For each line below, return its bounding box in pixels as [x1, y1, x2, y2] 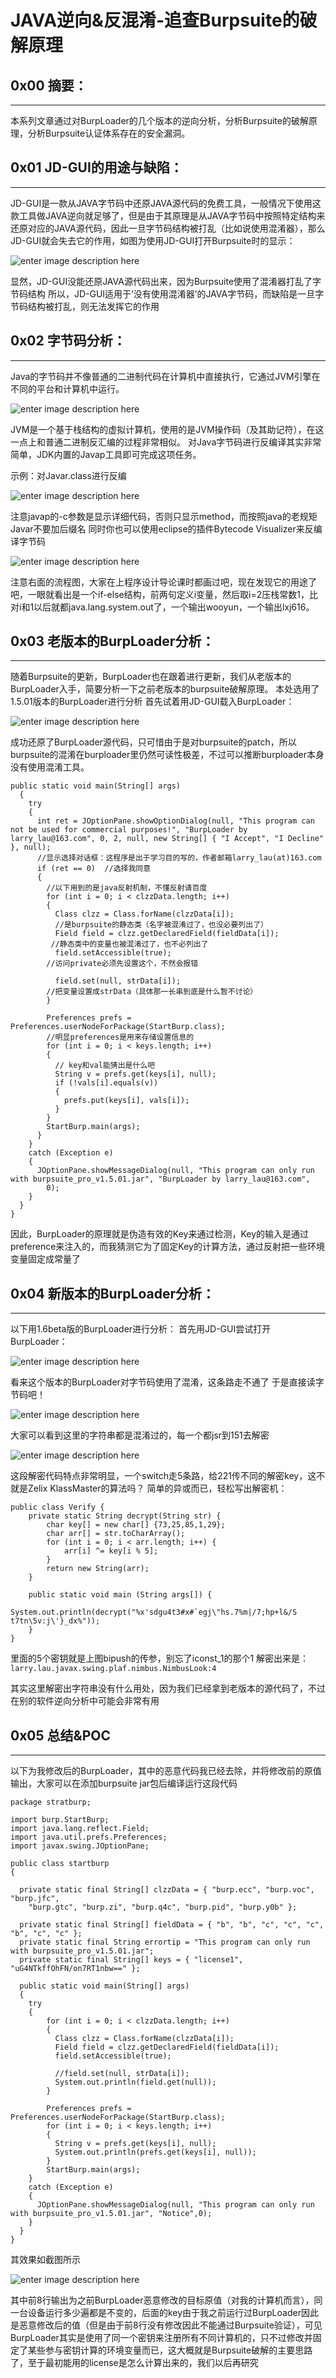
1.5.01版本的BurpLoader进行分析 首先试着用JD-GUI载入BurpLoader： [10, 696, 295, 708]
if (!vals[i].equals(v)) [54, 1078, 159, 1088]
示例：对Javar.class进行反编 [10, 469, 127, 481]
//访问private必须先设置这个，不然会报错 [46, 959, 199, 969]
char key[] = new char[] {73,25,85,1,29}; [46, 1520, 226, 1530]
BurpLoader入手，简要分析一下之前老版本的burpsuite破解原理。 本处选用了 [10, 683, 320, 695]
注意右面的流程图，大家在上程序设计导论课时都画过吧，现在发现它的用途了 [10, 576, 317, 588]
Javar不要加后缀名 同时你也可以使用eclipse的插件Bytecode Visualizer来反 [10, 522, 314, 535]
